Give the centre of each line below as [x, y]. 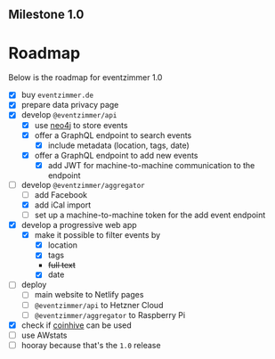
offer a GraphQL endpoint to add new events [116, 155]
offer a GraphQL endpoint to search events [113, 135]
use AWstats [44, 335]
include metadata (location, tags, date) [119, 145]
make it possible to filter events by [97, 235]
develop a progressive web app [79, 225]
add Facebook [61, 194]
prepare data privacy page [70, 105]
